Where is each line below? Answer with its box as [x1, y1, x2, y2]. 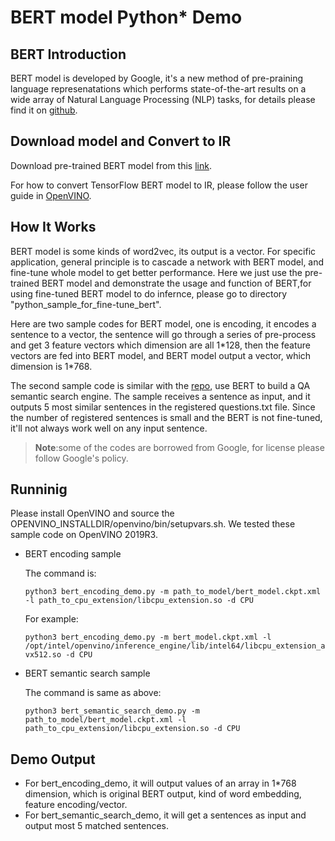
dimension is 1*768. [10, 360, 93, 372]
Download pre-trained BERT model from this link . [10, 159, 212, 171]
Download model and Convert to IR [10, 133, 232, 150]
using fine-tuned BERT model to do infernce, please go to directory [10, 287, 288, 300]
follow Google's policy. [34, 452, 129, 464]
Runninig [10, 481, 68, 498]
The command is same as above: [24, 687, 162, 699]
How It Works [10, 219, 97, 236]
